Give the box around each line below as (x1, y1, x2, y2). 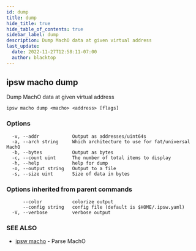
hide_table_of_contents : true (6, 26, 84, 32)
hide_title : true (6, 20, 51, 26)
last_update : (6, 43, 40, 50)
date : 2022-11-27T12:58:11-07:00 (12, 49, 97, 55)
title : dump (6, 15, 37, 21)
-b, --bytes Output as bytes (12, 149, 114, 155)
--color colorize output (22, 199, 114, 205)
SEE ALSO (6, 223, 37, 232)
